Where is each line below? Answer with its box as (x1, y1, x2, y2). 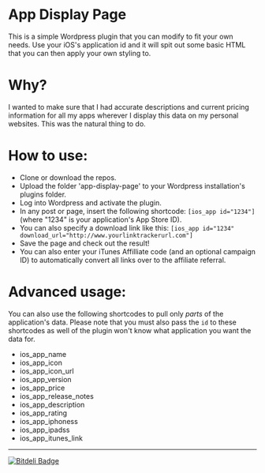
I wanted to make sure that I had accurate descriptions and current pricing (8, 102, 250, 111)
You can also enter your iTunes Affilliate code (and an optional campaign (19, 246, 256, 256)
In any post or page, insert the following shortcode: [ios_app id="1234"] (19, 206, 256, 216)
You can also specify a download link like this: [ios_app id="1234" (19, 223, 235, 232)
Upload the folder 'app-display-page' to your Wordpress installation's (19, 181, 246, 190)
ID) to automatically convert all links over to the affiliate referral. (19, 255, 226, 265)
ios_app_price (19, 383, 65, 392)
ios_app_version (19, 374, 73, 384)
